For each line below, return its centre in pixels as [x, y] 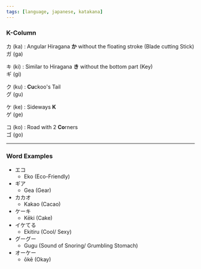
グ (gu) [15, 94]
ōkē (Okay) [37, 259]
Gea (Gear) [38, 190]
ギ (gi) [14, 74]
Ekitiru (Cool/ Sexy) [48, 232]
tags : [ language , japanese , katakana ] [54, 12]
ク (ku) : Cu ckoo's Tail [33, 87]
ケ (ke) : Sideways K [31, 107]
